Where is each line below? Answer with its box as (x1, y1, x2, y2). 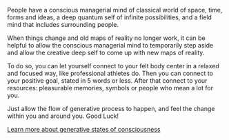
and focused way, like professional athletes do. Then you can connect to (7, 69, 214, 77)
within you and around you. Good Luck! (7, 112, 119, 120)
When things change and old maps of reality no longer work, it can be (7, 34, 206, 42)
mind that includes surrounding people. (7, 21, 119, 28)
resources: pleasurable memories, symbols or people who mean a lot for (7, 84, 214, 92)
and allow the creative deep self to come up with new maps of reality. (7, 48, 205, 57)
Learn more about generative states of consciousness (7, 126, 161, 133)
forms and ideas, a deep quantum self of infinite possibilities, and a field (7, 13, 212, 21)
